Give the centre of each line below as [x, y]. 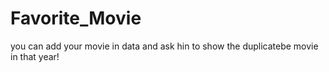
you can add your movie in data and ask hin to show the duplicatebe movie [164, 46]
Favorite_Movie [76, 18]
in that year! [35, 56]
